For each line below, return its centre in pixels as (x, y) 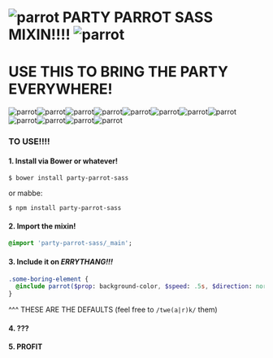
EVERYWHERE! (61, 89)
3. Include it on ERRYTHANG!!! (61, 261)
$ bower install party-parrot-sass (69, 178)
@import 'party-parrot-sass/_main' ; (70, 243)
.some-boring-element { (49, 279)
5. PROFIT (26, 347)
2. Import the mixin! (42, 226)
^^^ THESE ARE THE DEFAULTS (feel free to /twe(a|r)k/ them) (113, 310)
